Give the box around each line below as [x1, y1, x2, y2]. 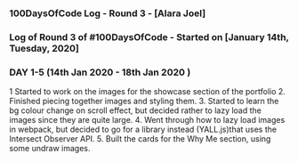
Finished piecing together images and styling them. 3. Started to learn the [9, 96, 279, 107]
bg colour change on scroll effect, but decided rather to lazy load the [9, 105, 262, 116]
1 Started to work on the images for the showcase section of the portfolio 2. [9, 86, 286, 97]
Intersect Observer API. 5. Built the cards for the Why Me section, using [9, 134, 271, 144]
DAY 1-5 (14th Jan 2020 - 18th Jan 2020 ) [9, 66, 191, 78]
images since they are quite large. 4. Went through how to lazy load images [9, 115, 286, 126]
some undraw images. [9, 143, 91, 154]
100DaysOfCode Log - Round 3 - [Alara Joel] [9, 7, 206, 20]
